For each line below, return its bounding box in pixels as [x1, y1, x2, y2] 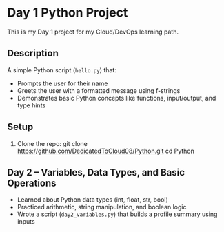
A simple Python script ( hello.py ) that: [7, 65, 117, 74]
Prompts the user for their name [17, 79, 108, 87]
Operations [7, 177, 57, 189]
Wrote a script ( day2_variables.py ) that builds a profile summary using [17, 210, 218, 218]
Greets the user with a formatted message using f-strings [17, 86, 181, 94]
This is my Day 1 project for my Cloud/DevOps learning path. [7, 28, 179, 36]
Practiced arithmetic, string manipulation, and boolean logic [17, 203, 187, 211]
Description [7, 48, 59, 59]
